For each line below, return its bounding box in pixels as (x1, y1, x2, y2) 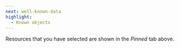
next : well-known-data (5, 8, 61, 15)
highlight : (5, 14, 32, 20)
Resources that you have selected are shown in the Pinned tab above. (5, 36, 175, 43)
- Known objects (11, 19, 51, 25)
